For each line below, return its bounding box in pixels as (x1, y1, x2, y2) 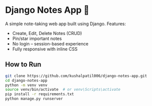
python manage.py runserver (5, 96, 63, 102)
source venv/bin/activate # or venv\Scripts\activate (5, 87, 121, 92)
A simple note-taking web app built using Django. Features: (5, 21, 126, 27)
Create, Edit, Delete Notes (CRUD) (12, 30, 82, 36)
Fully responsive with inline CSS (12, 46, 78, 52)
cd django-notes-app (5, 78, 48, 83)
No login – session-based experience (12, 40, 89, 46)
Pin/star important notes (12, 35, 62, 41)
